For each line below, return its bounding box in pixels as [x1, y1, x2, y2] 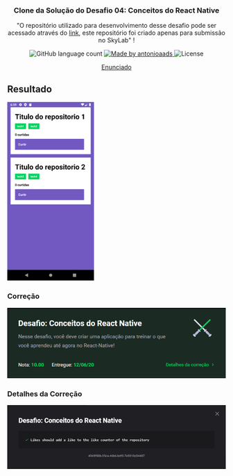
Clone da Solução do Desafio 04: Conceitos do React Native [13, 6, 220, 15]
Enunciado [101, 63, 132, 72]
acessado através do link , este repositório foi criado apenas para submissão [8, 28, 225, 37]
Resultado [7, 83, 52, 95]
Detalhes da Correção [7, 389, 83, 399]
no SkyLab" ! [98, 36, 135, 44]
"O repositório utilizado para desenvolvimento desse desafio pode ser [16, 22, 217, 30]
